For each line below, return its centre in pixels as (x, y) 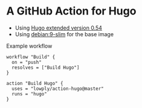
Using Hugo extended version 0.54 (59, 28)
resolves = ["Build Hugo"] (46, 68)
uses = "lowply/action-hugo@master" (58, 89)
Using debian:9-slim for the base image (64, 34)
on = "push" (27, 62)
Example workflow (29, 46)
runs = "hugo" (29, 94)
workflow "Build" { (31, 57)
